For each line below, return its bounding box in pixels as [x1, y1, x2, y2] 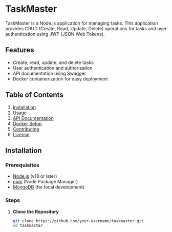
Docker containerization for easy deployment [12, 75, 109, 82]
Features [5, 46, 34, 54]
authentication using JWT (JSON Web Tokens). [5, 31, 105, 37]
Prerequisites [5, 161, 39, 168]
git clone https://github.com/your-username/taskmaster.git [12, 218, 144, 223]
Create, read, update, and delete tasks [12, 59, 94, 66]
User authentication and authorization [12, 65, 93, 71]
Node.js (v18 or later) [12, 173, 57, 179]
